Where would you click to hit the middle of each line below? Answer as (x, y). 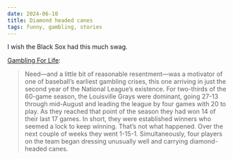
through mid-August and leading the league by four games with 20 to (125, 104)
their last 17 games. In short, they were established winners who (118, 119)
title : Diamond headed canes (50, 20)
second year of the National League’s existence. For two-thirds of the (125, 89)
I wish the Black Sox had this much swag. (68, 47)
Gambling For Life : (34, 61)
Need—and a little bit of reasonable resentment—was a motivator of (124, 74)
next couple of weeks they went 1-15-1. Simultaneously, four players (123, 134)
